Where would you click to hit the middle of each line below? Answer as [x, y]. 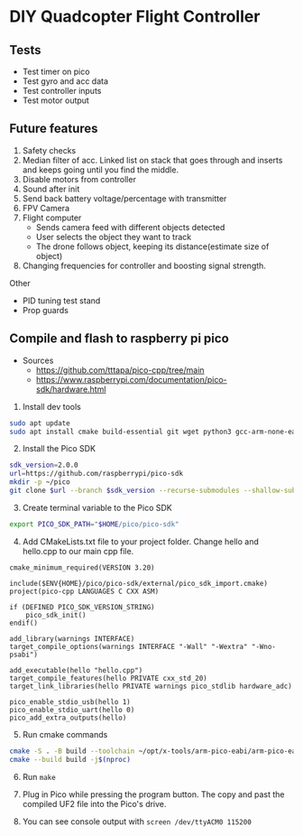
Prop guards [46, 310]
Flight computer [52, 218]
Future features [54, 129]
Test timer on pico [56, 71]
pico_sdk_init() [56, 615]
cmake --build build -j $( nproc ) [70, 759]
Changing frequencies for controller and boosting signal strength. [144, 265]
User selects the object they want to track [114, 237]
